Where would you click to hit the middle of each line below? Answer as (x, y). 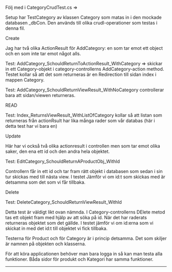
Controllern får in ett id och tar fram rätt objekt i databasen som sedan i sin (84, 171)
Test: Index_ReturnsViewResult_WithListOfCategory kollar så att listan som (84, 115)
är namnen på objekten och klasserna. (46, 244)
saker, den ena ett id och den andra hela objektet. (58, 151)
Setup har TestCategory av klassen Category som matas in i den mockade (84, 17)
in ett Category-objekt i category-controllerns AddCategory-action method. (85, 69)
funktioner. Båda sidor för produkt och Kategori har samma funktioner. (79, 259)
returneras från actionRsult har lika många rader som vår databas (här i (80, 121)
